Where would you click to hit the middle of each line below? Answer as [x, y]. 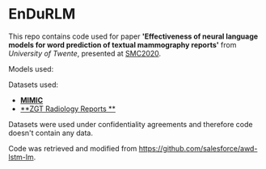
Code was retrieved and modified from [73, 148]
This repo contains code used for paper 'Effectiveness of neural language [133, 36]
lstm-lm [21, 157]
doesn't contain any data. [51, 133]
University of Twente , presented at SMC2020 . [85, 53]
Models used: [31, 68]
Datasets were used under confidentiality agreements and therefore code [131, 124]
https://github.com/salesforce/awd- [198, 148]
